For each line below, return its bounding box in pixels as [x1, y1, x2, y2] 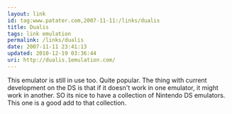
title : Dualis [7, 23, 50, 30]
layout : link [7, 10, 46, 18]
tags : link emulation [7, 30, 72, 38]
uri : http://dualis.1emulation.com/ [7, 57, 116, 64]
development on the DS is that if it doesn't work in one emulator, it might [7, 83, 219, 92]
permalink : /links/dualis [7, 37, 84, 44]
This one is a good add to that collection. [7, 98, 127, 107]
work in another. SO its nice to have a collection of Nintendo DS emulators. [7, 91, 226, 99]
